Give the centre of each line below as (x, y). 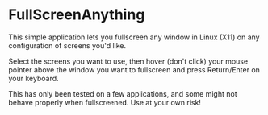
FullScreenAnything (77, 15)
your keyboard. (33, 78)
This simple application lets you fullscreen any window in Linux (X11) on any (134, 37)
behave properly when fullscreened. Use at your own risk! (105, 102)
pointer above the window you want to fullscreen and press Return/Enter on (134, 69)
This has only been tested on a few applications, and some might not (123, 93)
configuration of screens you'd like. (67, 45)
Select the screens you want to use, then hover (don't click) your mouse (128, 61)
